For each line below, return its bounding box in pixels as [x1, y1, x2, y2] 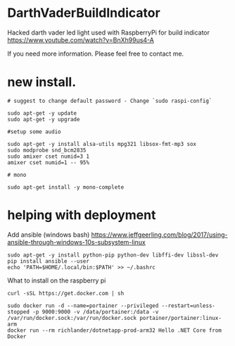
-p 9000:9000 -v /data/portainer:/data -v [32, 308, 159, 315]
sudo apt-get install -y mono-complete [7, 183, 125, 191]
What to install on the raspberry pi [7, 276, 106, 285]
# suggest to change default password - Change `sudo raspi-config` [7, 97, 212, 104]
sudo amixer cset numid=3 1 [7, 153, 90, 160]
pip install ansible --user [7, 257, 90, 265]
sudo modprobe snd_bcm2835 [7, 147, 87, 154]
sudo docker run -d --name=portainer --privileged [7, 302, 159, 309]
